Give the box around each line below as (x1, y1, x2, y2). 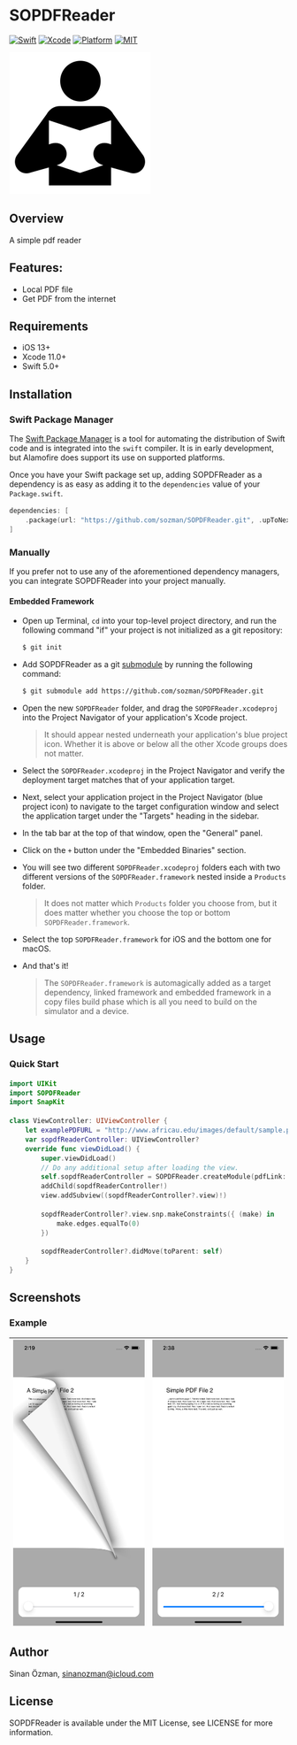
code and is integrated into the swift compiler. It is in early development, (9, 443, 274, 454)
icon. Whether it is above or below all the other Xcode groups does (43, 738, 288, 749)
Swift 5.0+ (21, 361, 60, 372)
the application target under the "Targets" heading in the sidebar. (21, 811, 260, 821)
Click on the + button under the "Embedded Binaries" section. (21, 844, 247, 855)
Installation (9, 387, 72, 402)
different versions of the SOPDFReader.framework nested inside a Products (21, 871, 287, 881)
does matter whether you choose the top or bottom (43, 907, 232, 918)
